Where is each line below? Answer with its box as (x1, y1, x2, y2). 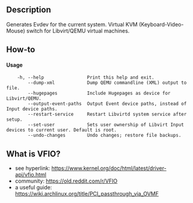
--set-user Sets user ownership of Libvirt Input (28, 122, 185, 128)
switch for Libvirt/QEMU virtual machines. (26, 27, 130, 34)
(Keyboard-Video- (139, 20, 184, 28)
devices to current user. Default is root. (6, 127, 117, 133)
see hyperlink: (14, 165, 51, 172)
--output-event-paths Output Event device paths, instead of (28, 101, 187, 107)
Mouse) (6, 27, 25, 34)
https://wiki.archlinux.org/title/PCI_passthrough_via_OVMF (14, 190, 159, 198)
